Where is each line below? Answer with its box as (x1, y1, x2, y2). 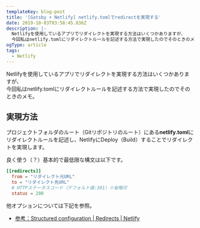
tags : (6, 48, 20, 54)
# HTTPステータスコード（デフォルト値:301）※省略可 (11, 185, 127, 191)
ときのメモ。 (6, 93, 38, 100)
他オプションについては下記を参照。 (6, 202, 96, 209)
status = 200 (11, 190, 44, 196)
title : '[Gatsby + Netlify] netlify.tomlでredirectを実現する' (6, 14, 161, 20)
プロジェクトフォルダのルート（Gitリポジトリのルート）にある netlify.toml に (6, 129, 194, 136)
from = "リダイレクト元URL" (11, 174, 75, 180)
